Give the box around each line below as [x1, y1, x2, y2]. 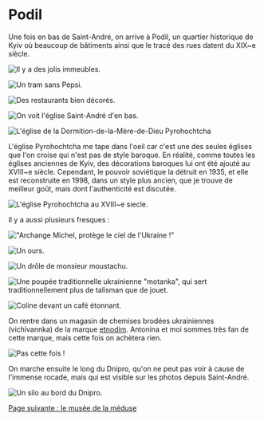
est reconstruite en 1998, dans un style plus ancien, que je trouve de [8, 175, 233, 185]
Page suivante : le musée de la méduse [8, 403, 137, 412]
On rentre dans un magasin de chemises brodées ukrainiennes [8, 316, 215, 325]
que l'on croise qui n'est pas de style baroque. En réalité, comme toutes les [8, 150, 256, 159]
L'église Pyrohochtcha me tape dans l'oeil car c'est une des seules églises [8, 141, 253, 151]
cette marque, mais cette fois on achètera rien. [8, 332, 162, 342]
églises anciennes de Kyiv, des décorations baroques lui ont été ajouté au [8, 158, 250, 168]
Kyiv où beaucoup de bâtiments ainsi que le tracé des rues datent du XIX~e [8, 40, 257, 49]
